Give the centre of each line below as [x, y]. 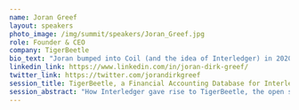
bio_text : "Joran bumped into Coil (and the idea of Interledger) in [141, 59]
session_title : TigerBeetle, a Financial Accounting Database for [135, 83]
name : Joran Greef [43, 17]
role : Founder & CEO [48, 42]
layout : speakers [41, 26]
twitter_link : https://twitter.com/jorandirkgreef [105, 75]
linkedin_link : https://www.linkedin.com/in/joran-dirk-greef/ [129, 67]
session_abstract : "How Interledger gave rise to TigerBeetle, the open [147, 91]
